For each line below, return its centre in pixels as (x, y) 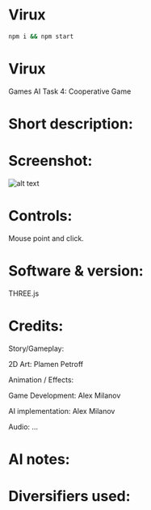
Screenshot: (50, 161)
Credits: (36, 326)
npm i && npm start (41, 36)
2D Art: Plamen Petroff (46, 364)
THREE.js (24, 293)
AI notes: (39, 459)
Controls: (40, 216)
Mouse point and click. (46, 238)
